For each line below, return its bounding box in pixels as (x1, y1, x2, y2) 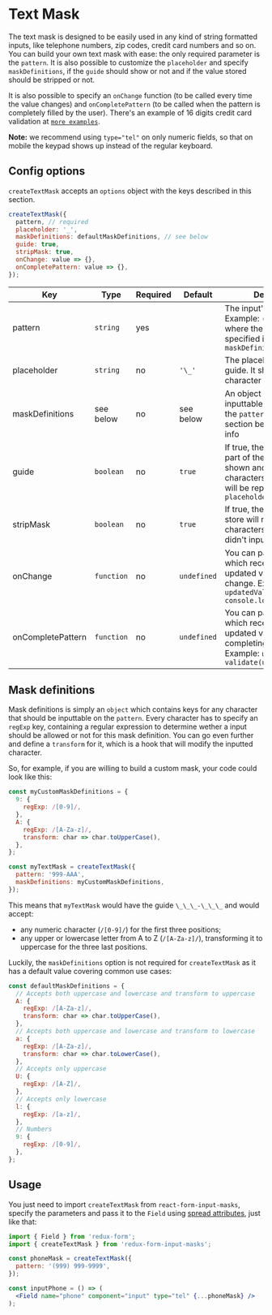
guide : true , (15, 240, 60, 248)
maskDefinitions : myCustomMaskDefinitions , (15, 878, 164, 886)
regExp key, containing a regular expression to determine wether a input (8, 722, 247, 731)
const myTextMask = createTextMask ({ (8, 863, 136, 871)
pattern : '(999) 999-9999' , (15, 1262, 111, 1270)
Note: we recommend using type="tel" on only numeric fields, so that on (8, 131, 253, 142)
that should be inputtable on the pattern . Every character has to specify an (8, 714, 258, 723)
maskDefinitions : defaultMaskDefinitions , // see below (15, 233, 208, 241)
